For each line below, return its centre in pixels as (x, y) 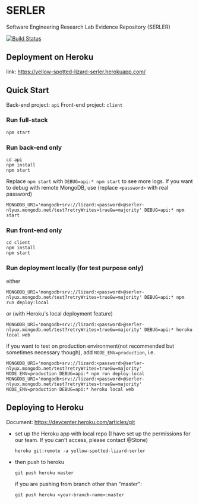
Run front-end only (34, 230)
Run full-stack (27, 120)
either (13, 281)
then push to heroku (40, 462)
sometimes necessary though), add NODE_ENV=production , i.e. (81, 352)
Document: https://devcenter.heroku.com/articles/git (71, 422)
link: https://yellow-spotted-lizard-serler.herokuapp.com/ (76, 72)
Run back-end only (34, 147)
